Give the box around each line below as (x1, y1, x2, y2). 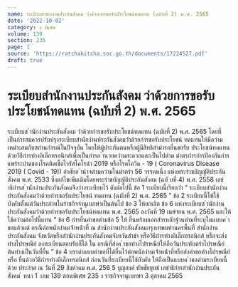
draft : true (7, 57, 43, 64)
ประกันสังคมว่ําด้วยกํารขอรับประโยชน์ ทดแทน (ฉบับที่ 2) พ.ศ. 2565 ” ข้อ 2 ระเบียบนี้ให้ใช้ (7, 191, 220, 199)
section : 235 (7, 37, 46, 44)
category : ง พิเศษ (7, 24, 56, 31)
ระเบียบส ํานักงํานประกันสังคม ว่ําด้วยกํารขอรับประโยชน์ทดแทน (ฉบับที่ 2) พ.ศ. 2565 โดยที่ (7, 127, 222, 135)
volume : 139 (7, 30, 43, 38)
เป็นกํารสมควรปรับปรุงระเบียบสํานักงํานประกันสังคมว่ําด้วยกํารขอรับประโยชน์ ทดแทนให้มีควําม (7, 135, 223, 143)
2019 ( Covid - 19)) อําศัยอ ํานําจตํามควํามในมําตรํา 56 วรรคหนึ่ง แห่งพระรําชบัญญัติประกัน (7, 167, 226, 175)
